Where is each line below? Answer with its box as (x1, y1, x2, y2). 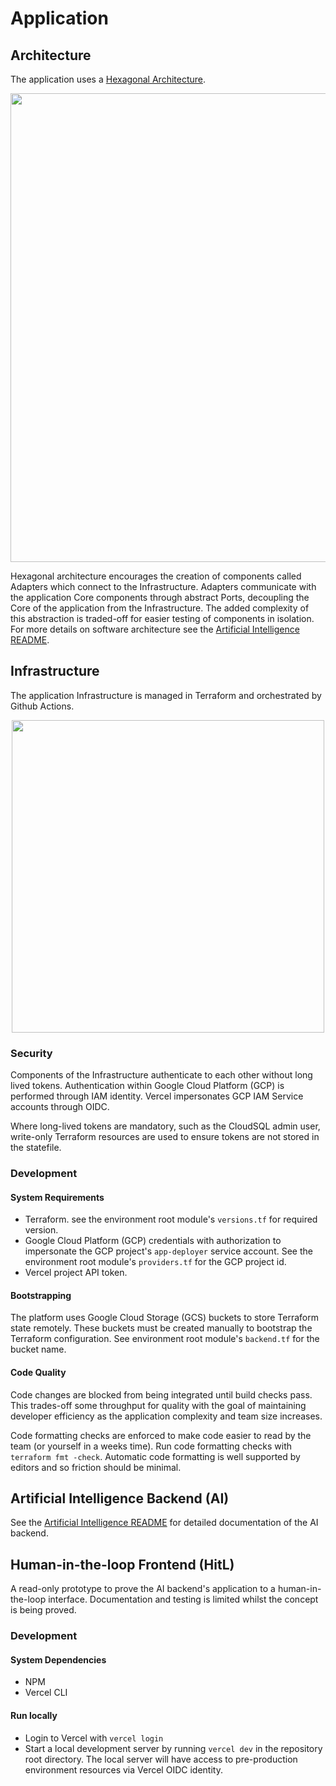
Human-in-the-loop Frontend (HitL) (10, 1556, 235, 1573)
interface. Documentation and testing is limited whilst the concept (48, 1593, 319, 1606)
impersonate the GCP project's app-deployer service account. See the (24, 1245, 313, 1257)
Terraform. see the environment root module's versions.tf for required (24, 1213, 318, 1226)
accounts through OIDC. (10, 1101, 110, 1113)
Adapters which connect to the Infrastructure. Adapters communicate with (10, 581, 317, 592)
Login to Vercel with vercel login (24, 1732, 164, 1744)
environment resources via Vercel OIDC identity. (24, 1763, 223, 1776)
